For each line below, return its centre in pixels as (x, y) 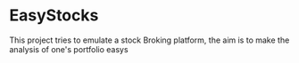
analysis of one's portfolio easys (69, 49)
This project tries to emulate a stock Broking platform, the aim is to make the (149, 40)
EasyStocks (54, 16)
